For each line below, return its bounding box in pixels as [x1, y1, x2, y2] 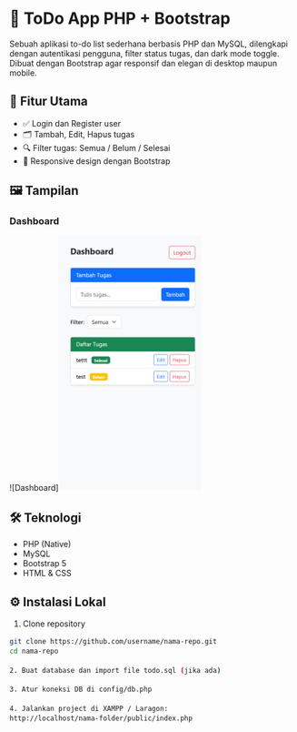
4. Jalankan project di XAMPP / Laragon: [9, 705, 169, 714]
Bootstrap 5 [22, 558, 67, 569]
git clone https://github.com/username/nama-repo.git [9, 637, 218, 646]
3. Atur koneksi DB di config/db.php [9, 685, 153, 695]
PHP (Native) [22, 539, 72, 550]
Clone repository [22, 618, 86, 629]
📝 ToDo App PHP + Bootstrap [9, 8, 231, 29]
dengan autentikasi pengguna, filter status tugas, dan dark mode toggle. [9, 47, 280, 58]
